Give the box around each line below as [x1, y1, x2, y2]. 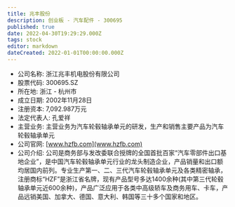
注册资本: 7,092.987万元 [17, 105, 87, 113]
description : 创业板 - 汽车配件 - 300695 [7, 17, 123, 24]
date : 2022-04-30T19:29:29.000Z [7, 29, 102, 37]
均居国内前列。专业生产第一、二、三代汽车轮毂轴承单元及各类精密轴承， [17, 166, 227, 174]
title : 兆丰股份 [7, 10, 51, 18]
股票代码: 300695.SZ [17, 78, 79, 86]
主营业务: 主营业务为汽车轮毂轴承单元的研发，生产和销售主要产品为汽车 [17, 122, 224, 131]
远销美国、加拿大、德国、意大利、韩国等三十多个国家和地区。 [23, 192, 202, 201]
